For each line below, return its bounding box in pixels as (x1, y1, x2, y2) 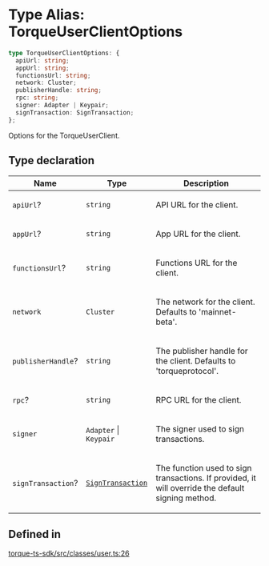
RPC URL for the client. (155, 394, 242, 405)
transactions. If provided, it (155, 472, 256, 484)
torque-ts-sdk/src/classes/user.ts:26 (8, 548, 130, 558)
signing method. (155, 492, 217, 504)
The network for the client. (155, 296, 255, 307)
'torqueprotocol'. (155, 365, 219, 376)
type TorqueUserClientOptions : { (8, 49, 120, 57)
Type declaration (8, 154, 94, 167)
